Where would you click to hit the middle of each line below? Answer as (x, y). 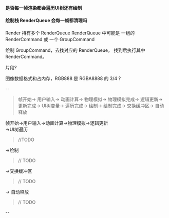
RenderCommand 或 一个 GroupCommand (50, 39)
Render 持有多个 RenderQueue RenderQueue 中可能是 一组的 (70, 33)
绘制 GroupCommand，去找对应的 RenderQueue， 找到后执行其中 (75, 50)
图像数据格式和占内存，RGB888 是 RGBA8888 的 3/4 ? (63, 78)
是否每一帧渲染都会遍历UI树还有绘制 (44, 8)
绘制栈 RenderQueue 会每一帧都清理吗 (46, 21)
